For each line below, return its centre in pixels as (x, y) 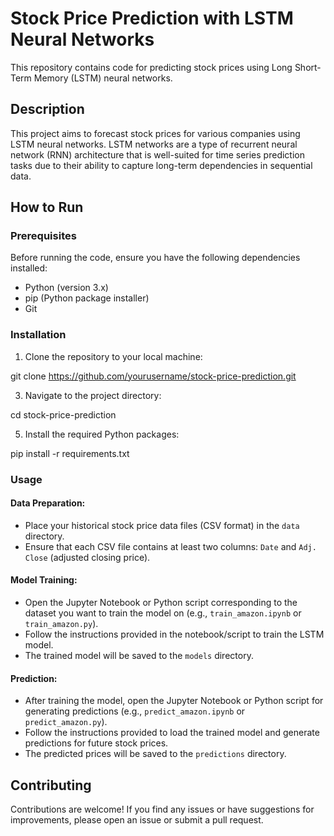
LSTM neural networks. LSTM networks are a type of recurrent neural (154, 144)
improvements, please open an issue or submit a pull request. (137, 820)
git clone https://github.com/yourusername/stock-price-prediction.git (153, 376)
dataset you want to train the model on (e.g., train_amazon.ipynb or (163, 613)
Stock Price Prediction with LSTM (152, 18)
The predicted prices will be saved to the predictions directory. (155, 754)
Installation (38, 335)
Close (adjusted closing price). (87, 557)
